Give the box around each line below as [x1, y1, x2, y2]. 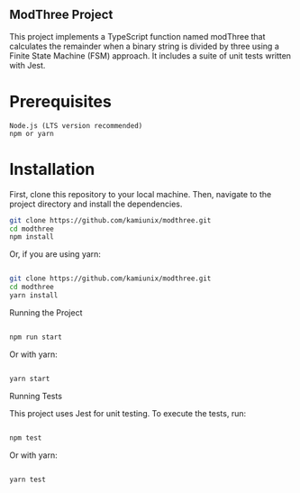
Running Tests [9, 390, 63, 401]
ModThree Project [9, 7, 114, 23]
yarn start [9, 374, 50, 383]
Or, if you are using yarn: [9, 249, 102, 260]
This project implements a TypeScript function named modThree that [9, 31, 266, 41]
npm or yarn [9, 129, 54, 138]
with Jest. [9, 59, 46, 70]
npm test [9, 433, 42, 443]
